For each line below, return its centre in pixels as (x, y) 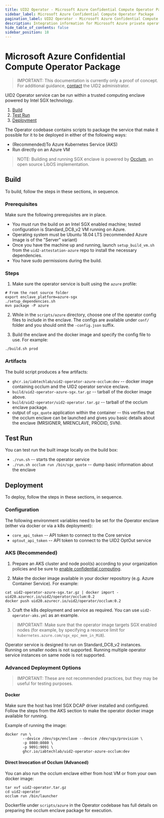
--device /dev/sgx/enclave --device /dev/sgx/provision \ (83, 739)
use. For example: (30, 340)
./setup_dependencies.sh (30, 301)
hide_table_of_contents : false (37, 28)
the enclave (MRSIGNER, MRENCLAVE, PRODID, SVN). (67, 423)
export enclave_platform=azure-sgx (41, 297)
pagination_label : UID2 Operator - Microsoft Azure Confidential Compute (82, 19)
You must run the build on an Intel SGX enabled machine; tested (76, 224)
